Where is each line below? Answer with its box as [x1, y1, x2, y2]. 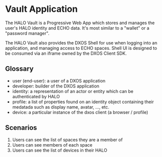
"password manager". [5, 30, 49, 36]
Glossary [5, 65, 34, 73]
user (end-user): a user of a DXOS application [12, 78, 106, 83]
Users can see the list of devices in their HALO [12, 147, 108, 153]
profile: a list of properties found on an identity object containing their [12, 99, 154, 105]
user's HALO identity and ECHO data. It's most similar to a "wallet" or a [5, 25, 150, 31]
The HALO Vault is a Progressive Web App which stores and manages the [5, 20, 155, 26]
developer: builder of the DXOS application [12, 83, 100, 89]
